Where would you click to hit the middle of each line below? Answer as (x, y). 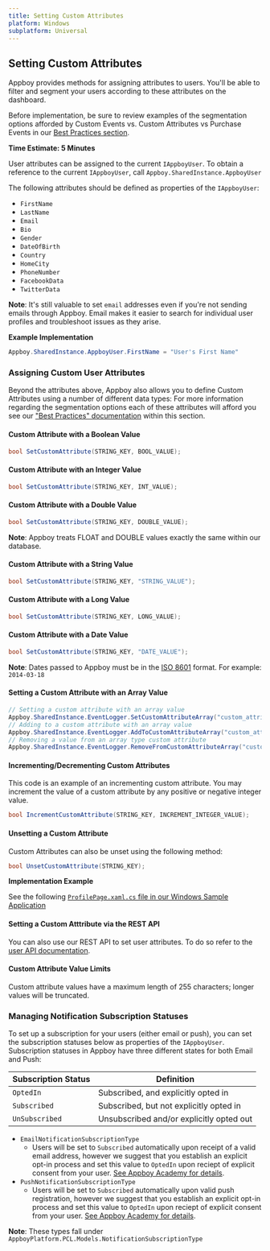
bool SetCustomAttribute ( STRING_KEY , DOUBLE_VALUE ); (98, 522)
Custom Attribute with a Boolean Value (74, 434)
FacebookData (42, 281)
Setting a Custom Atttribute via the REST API (84, 924)
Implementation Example (51, 881)
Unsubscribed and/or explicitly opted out (175, 1119)
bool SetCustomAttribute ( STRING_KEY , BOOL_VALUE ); (95, 452)
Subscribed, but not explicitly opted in (169, 1106)
